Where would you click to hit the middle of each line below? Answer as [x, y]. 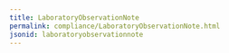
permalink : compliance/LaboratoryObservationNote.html [115, 26]
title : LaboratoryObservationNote [75, 18]
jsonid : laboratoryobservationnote [76, 34]
